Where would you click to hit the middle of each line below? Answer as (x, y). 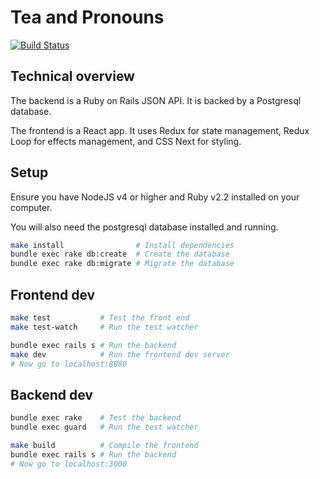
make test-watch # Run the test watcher (104, 327)
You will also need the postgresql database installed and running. (144, 227)
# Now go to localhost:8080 (69, 364)
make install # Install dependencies (122, 245)
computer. (31, 207)
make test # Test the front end (100, 318)
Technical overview (72, 76)
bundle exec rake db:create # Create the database (120, 254)
